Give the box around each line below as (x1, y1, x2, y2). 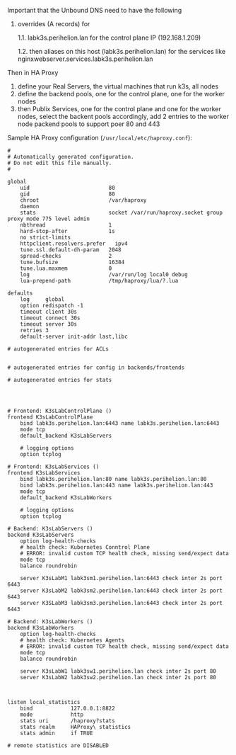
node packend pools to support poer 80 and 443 (17, 120, 160, 128)
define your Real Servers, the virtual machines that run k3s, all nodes (17, 82, 219, 91)
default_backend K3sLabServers (20, 432, 112, 439)
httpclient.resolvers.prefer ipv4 (20, 240, 129, 247)
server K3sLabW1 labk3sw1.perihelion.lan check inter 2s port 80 (20, 668, 217, 675)
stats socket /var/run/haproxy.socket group (20, 209, 223, 216)
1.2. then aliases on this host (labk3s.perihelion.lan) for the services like (17, 47, 226, 55)
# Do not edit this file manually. (7, 159, 112, 166)
